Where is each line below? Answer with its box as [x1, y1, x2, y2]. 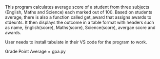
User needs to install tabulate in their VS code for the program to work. [5, 39, 147, 45]
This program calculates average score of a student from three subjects [5, 4, 150, 10]
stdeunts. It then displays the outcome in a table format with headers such [5, 19, 155, 25]
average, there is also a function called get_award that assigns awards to [5, 15, 152, 20]
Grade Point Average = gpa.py [5, 48, 66, 54]
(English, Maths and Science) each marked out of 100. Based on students [5, 9, 153, 15]
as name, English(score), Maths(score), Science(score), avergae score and [5, 25, 156, 30]
